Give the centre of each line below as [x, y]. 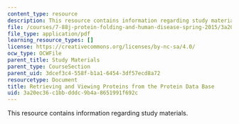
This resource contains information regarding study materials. [98, 113]
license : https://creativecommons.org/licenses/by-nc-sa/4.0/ [101, 47]
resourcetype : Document [43, 80]
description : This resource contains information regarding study [108, 21]
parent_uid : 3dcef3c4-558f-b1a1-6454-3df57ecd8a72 [84, 73]
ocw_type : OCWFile [34, 54]
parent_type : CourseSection [49, 67]
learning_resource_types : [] [51, 40]
